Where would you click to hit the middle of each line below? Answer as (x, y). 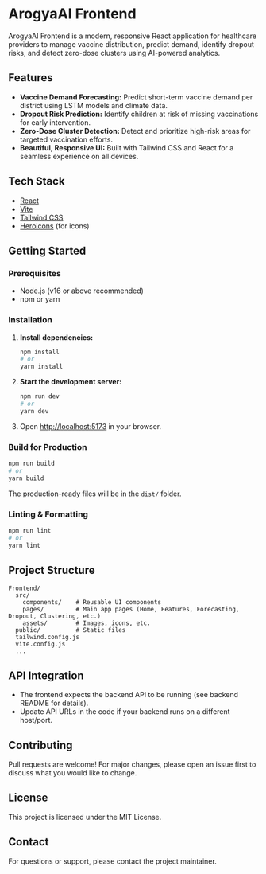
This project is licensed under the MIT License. (85, 817)
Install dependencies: (56, 337)
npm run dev (39, 396)
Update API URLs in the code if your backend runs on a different (125, 712)
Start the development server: (71, 382)
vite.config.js (40, 644)
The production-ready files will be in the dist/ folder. (95, 494)
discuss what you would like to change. (73, 773)
